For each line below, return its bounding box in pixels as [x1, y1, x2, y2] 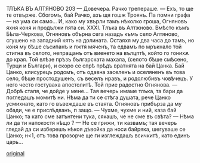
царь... [6, 139, 23, 145]
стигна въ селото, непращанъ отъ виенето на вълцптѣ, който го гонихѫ [6, 50, 189, 56]
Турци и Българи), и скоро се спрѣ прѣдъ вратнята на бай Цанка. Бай [6, 62, 184, 69]
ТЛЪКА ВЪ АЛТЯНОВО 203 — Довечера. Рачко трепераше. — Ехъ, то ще [6, 5, 194, 12]
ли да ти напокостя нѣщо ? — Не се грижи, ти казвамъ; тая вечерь [6, 119, 177, 126]
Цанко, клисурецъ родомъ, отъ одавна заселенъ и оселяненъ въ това [6, 69, 186, 75]
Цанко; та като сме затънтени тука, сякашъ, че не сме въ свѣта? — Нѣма [6, 113, 194, 120]
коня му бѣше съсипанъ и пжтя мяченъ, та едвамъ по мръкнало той [6, 43, 182, 50]
